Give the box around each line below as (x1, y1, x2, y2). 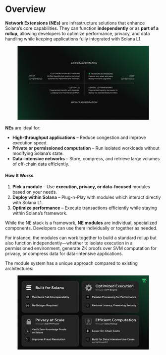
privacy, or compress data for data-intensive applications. (5, 250, 123, 256)
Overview (5, 3, 46, 15)
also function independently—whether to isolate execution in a (5, 240, 133, 246)
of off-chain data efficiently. (12, 161, 69, 167)
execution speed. (12, 140, 48, 146)
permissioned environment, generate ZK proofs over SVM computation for (5, 245, 157, 251)
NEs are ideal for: (5, 125, 41, 131)
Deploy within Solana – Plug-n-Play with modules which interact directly (12, 194, 161, 200)
